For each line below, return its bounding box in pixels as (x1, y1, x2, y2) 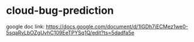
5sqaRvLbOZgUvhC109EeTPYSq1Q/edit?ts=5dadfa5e (6, 29, 134, 36)
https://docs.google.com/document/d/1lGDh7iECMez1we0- (46, 23, 188, 30)
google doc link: (6, 23, 45, 30)
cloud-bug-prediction (6, 4, 114, 17)
